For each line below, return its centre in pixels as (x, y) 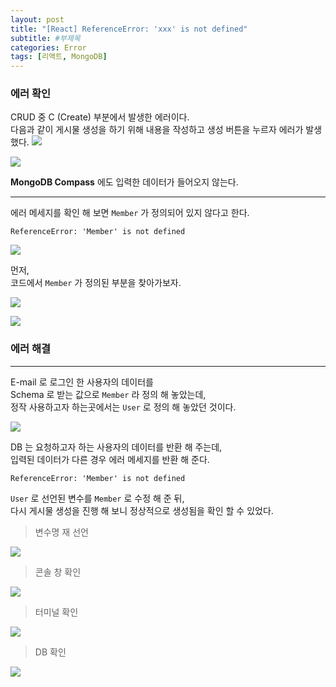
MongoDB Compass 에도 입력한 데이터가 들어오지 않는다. (124, 182)
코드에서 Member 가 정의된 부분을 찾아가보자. (96, 283)
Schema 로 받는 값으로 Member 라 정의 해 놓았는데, (108, 394)
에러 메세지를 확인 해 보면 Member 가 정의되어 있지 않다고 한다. (130, 213)
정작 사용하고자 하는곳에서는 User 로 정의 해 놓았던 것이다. (123, 407)
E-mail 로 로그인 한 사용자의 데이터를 (82, 382)
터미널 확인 (56, 612)
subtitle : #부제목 (45, 38)
